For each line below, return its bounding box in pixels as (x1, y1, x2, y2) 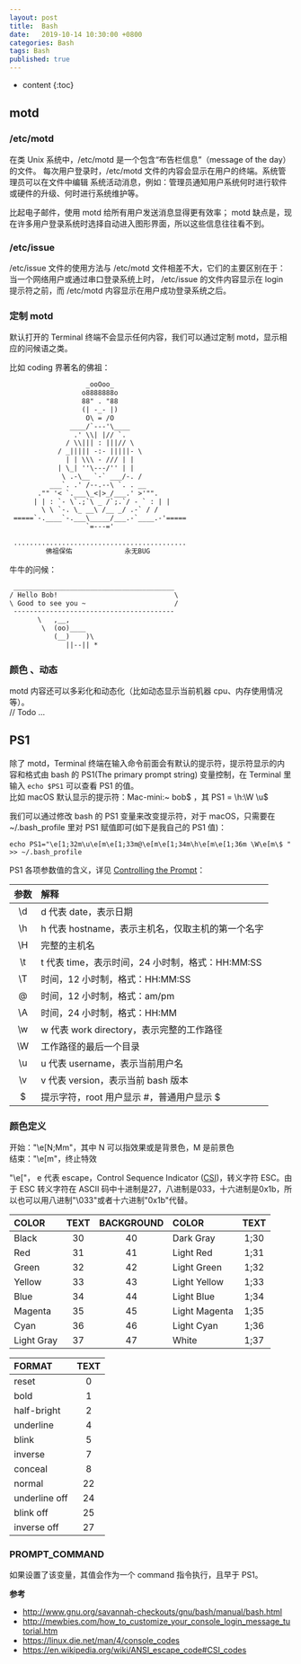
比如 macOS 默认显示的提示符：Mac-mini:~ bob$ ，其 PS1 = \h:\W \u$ (9, 792, 270, 802)
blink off (13, 1507, 49, 1519)
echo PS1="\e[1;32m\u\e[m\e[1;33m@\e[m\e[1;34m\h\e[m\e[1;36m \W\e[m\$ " (9, 839, 292, 849)
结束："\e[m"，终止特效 (9, 1154, 97, 1164)
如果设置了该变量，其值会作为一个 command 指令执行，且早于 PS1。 (9, 1570, 263, 1580)
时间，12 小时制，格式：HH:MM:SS (40, 972, 191, 985)
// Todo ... (9, 707, 46, 718)
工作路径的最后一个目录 (40, 1040, 141, 1052)
